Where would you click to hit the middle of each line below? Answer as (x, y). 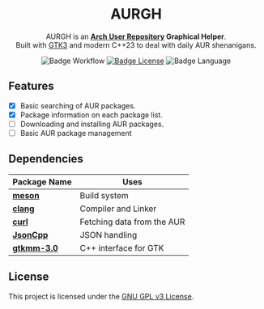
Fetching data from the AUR (132, 222)
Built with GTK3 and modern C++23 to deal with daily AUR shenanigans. (136, 44)
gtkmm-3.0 (35, 248)
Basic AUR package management (76, 133)
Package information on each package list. (92, 115)
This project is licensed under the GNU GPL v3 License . (101, 296)
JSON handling (109, 235)
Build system (104, 195)
